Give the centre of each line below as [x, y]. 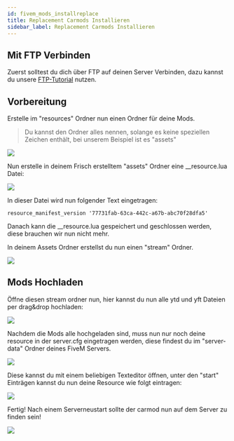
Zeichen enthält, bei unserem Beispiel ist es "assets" [100, 140]
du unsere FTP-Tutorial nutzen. [52, 80]
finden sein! [25, 416]
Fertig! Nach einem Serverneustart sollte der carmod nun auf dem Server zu [117, 409]
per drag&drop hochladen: [46, 306]
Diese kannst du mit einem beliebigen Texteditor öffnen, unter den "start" [113, 375]
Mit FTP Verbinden [49, 55]
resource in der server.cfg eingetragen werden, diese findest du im [104, 341]
